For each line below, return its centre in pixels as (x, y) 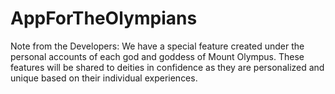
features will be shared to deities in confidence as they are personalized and (167, 67)
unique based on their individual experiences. (104, 78)
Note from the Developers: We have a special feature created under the (157, 46)
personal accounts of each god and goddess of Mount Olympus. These (157, 56)
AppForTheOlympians (104, 18)
